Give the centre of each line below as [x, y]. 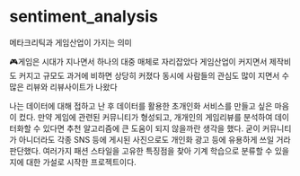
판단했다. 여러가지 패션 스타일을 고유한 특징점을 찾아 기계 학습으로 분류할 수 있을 [150, 151]
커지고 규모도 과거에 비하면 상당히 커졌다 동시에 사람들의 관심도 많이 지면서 [149, 75]
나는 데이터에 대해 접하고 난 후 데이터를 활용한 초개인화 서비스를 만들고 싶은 [141, 106]
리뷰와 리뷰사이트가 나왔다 [72, 86]
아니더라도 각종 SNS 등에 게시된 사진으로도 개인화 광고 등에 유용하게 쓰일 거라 [154, 139]
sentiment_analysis [84, 17]
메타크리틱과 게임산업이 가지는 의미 [71, 42]
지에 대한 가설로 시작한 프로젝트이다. [73, 162]
